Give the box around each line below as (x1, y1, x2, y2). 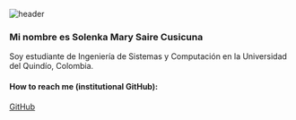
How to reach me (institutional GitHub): (9, 81, 159, 91)
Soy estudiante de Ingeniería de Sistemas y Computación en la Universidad (9, 51, 287, 62)
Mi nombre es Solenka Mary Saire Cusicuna (9, 30, 204, 43)
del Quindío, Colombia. (9, 61, 94, 72)
